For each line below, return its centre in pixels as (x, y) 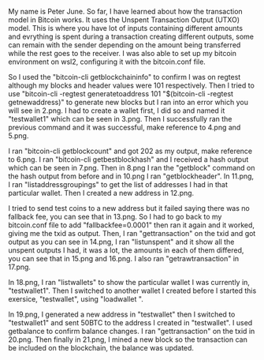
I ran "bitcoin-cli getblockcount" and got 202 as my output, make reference (130, 151)
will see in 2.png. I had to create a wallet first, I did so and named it (117, 111)
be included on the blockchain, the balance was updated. (101, 348)
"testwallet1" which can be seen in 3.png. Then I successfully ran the (120, 119)
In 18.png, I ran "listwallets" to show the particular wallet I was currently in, (129, 282)
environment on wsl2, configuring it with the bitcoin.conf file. (107, 62)
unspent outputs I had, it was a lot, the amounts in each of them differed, (126, 250)
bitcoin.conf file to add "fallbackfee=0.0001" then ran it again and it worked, (131, 225)
